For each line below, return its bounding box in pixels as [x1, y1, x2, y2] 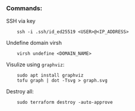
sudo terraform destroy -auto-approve [17, 99, 113, 106]
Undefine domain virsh [6, 40, 62, 47]
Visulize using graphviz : [6, 61, 65, 68]
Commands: [6, 4, 43, 12]
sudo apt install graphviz [17, 73, 84, 79]
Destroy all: [6, 88, 34, 95]
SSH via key [6, 18, 36, 25]
